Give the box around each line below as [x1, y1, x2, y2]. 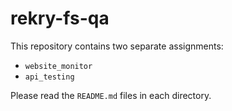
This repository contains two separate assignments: [10, 40, 224, 52]
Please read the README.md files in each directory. [10, 89, 212, 101]
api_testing [24, 72, 75, 82]
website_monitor [24, 61, 93, 71]
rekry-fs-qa [10, 7, 110, 30]
